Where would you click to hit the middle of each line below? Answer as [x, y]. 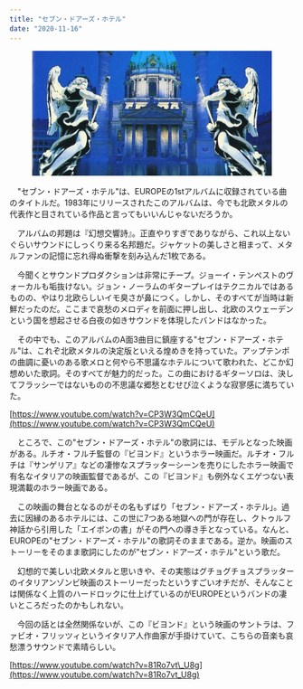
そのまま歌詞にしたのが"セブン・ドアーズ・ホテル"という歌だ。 [167, 552]
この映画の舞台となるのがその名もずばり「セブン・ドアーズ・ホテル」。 [149, 507]
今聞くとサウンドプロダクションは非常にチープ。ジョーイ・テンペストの [151, 275]
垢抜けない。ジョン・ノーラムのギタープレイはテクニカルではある [171, 287]
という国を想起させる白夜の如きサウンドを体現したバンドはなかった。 [140, 320]
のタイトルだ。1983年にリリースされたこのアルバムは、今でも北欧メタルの [149, 203]
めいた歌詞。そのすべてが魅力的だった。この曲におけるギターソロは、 [147, 373]
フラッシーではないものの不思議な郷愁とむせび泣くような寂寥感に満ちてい [156, 385]
